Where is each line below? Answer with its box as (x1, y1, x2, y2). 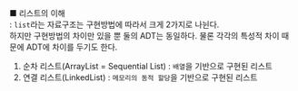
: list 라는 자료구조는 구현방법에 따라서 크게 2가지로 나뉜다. (9, 19, 220, 30)
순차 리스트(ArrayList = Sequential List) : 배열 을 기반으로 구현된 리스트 (22, 61, 273, 71)
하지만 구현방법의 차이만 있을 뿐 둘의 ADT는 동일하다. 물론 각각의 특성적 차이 (9, 31, 280, 41)
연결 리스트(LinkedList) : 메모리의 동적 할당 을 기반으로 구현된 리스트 (22, 72, 258, 83)
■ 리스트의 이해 (9, 8, 65, 18)
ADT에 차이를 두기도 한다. (25, 41, 118, 52)
